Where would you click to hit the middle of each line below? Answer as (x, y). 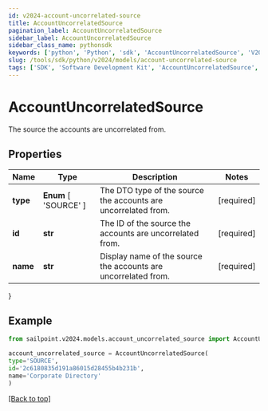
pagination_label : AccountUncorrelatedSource (85, 30)
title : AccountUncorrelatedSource (66, 23)
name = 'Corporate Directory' (55, 376)
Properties (35, 154)
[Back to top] (30, 398)
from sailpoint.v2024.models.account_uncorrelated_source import (119, 339)
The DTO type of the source (152, 190)
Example (30, 320)
